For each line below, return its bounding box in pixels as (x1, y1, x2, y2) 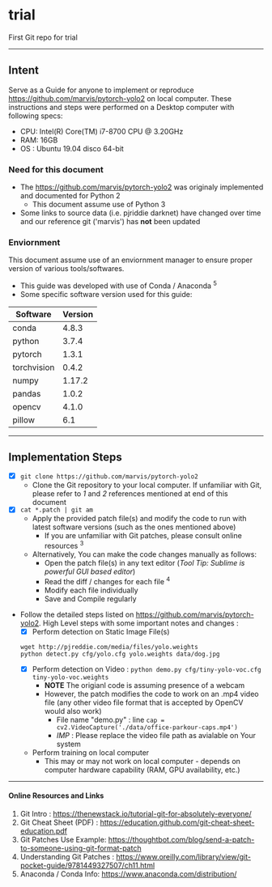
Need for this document (8, 163, 104, 175)
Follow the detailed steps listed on (19, 609, 134, 619)
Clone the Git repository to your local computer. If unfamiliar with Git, (32, 480, 262, 490)
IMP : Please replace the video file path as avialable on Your (56, 730, 257, 740)
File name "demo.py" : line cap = (56, 715, 165, 724)
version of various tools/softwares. (8, 264, 125, 274)
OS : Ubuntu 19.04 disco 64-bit (19, 143, 124, 153)
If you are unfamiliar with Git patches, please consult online (44, 531, 243, 541)
